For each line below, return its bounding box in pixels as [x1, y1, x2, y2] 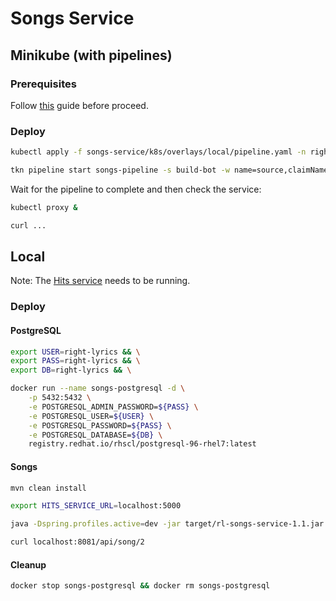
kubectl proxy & [10, 202, 78, 212]
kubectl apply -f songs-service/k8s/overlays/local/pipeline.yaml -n [10, 147, 307, 157]
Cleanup [10, 558, 47, 571]
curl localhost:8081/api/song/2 [10, 537, 145, 547]
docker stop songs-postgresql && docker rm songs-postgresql [10, 581, 271, 591]
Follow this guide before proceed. [10, 99, 149, 111]
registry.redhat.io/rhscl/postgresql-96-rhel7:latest [28, 439, 257, 449]
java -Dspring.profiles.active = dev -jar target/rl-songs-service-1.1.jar [10, 519, 325, 529]
